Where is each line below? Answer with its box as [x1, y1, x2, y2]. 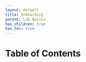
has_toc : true [5, 26, 35, 31]
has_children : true [5, 21, 46, 27]
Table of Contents [5, 48, 81, 59]
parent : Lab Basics [5, 17, 46, 22]
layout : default [5, 7, 39, 13]
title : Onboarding [5, 12, 43, 17]
